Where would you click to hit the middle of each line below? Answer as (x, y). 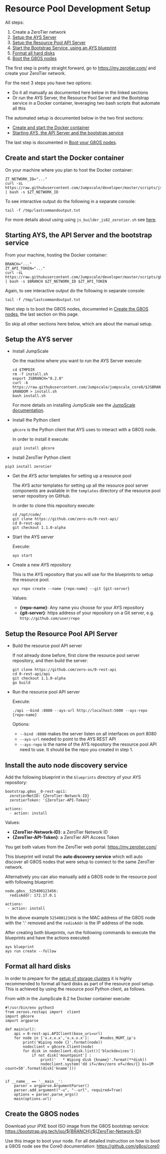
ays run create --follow (31, 951)
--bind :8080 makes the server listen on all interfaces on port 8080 (88, 734)
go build (21, 683)
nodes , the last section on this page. (42, 314)
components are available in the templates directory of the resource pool (86, 491)
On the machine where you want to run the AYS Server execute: (77, 361)
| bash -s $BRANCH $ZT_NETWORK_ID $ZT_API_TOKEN (56, 281)
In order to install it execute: (41, 439)
